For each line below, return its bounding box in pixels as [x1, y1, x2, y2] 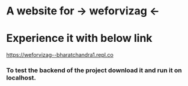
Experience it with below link [6, 32, 153, 45]
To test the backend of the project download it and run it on [6, 66, 182, 75]
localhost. [6, 73, 37, 82]
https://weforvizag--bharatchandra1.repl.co [6, 51, 114, 59]
